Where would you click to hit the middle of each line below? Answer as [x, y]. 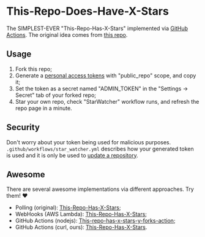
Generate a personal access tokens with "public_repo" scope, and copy [106, 76]
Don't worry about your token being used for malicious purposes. [89, 142]
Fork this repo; [33, 69]
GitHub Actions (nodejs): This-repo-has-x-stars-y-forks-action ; [95, 221]
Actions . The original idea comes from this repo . [67, 34]
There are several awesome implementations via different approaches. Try [100, 189]
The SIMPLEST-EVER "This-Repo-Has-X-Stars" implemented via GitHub [97, 28]
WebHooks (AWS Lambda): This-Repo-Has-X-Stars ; [81, 214]
